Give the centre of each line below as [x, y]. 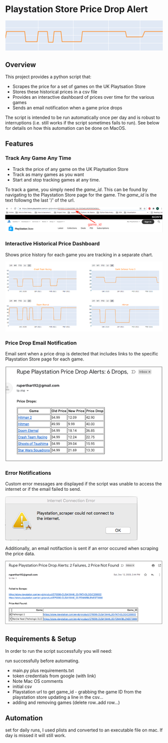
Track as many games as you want [48, 174]
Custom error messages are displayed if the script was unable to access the [83, 484]
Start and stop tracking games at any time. [56, 179]
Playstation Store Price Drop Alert [77, 9]
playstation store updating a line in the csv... [58, 697]
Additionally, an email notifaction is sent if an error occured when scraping [82, 548]
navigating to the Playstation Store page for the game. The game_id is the [81, 195]
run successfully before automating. [42, 661]
